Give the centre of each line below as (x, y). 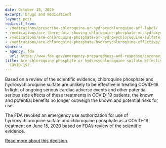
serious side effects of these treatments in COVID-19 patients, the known (80, 95)
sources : (14, 47)
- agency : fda (20, 51)
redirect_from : (21, 24)
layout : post (19, 19)
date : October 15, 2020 (30, 10)
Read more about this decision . (37, 141)
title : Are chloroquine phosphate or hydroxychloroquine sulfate (74, 61)
